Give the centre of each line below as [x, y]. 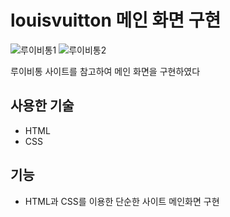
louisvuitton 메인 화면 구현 [116, 20]
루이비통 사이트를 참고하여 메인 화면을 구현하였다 [105, 71]
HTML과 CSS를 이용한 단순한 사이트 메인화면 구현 [122, 201]
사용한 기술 [42, 106]
